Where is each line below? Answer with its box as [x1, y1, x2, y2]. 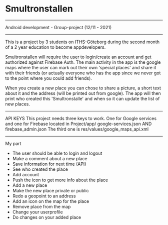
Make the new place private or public [12, 187, 89, 193]
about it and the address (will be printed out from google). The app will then [5, 90, 161, 96]
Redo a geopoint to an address [12, 193, 76, 199]
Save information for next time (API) [12, 161, 86, 167]
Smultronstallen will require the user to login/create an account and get [5, 54, 151, 60]
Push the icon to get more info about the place [12, 177, 108, 183]
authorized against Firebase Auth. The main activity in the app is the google [5, 59, 161, 65]
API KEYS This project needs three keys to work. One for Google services [5, 115, 156, 121]
